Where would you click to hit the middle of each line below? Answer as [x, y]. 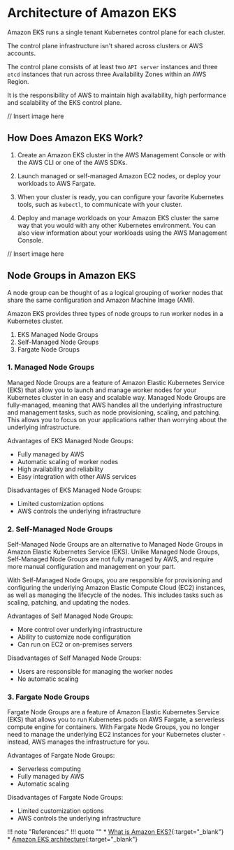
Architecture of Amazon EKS [92, 13]
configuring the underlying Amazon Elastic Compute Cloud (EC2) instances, [116, 588]
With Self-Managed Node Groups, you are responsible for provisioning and [115, 580]
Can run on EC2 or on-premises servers [75, 644]
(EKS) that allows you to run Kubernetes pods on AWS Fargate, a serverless [116, 720]
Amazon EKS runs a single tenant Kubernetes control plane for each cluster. [116, 32]
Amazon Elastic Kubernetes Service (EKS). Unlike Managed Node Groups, [114, 552]
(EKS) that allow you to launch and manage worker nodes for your [102, 390]
